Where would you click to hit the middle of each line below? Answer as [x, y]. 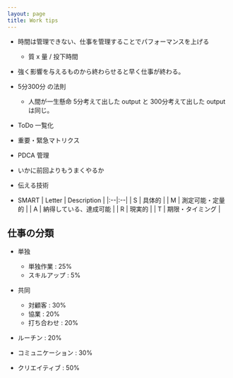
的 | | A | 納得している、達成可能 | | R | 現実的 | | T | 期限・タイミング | [119, 209]
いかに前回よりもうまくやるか [61, 170]
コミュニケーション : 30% [55, 353]
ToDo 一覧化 [36, 125]
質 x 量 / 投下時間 [53, 56]
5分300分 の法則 [42, 86]
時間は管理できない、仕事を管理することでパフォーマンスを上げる [113, 41]
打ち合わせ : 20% [53, 323]
